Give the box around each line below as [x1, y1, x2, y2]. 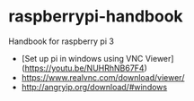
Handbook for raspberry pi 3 [8, 36, 114, 46]
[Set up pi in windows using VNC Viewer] [21, 53, 174, 63]
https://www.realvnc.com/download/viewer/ [21, 72, 185, 82]
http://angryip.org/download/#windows [21, 81, 168, 92]
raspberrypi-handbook [8, 6, 183, 27]
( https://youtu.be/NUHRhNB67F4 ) [21, 63, 147, 73]
